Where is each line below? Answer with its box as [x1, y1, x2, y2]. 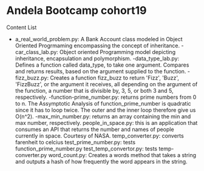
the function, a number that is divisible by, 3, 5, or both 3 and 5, [15, 87, 174, 94]
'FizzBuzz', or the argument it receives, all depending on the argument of [15, 80, 198, 88]
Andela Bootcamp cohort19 [6, 4, 147, 18]
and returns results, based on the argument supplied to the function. [15, 67, 186, 75]
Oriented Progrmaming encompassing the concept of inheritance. [15, 42, 180, 49]
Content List [6, 24, 37, 31]
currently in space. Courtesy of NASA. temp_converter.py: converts [15, 132, 184, 139]
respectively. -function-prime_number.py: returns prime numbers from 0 [15, 93, 197, 101]
